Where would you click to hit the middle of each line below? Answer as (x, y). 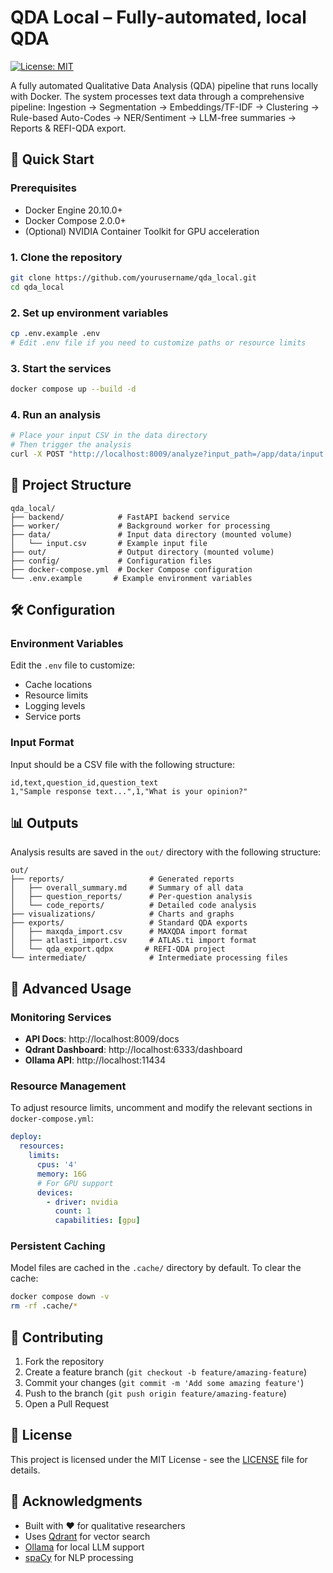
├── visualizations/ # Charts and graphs (122, 914)
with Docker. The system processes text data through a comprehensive (157, 96)
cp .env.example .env (55, 333)
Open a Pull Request (67, 1404)
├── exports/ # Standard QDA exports (129, 923)
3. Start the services (61, 368)
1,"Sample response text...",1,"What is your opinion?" (129, 791)
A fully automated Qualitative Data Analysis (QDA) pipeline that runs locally (164, 85)
